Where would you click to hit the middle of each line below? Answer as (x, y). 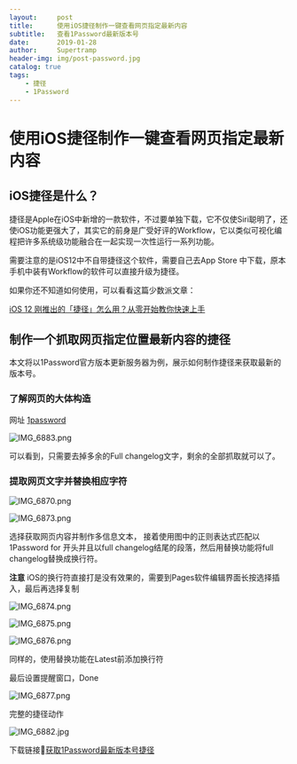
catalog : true (35, 67)
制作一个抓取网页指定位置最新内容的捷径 (120, 339)
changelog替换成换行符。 (56, 558)
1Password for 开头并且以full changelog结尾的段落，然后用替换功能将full (141, 547)
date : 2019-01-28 (53, 42)
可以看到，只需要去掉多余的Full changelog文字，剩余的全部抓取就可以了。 (145, 456)
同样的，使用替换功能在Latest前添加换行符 (86, 658)
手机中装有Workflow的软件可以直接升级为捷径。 (97, 271)
